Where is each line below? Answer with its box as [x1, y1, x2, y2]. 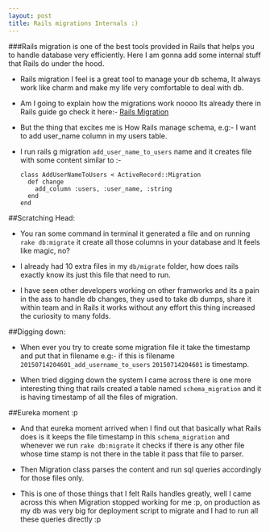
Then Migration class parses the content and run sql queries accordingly [19, 464, 262, 474]
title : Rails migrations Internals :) [8, 19, 139, 27]
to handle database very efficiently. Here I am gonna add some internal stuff [8, 50, 261, 60]
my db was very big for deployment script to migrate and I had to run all [19, 505, 259, 515]
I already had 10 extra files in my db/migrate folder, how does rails [19, 261, 239, 270]
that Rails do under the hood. [8, 58, 105, 68]
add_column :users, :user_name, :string [35, 184, 172, 193]
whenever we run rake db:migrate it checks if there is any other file [19, 440, 245, 450]
